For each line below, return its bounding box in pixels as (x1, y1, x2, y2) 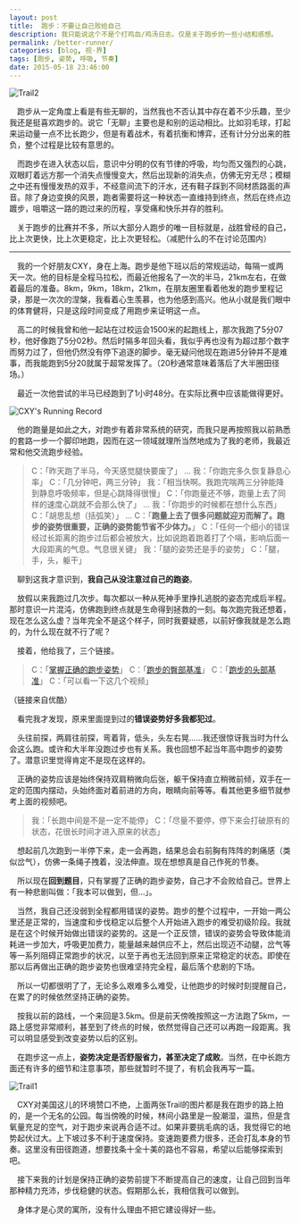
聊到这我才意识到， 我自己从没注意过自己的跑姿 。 (16, 574, 197, 584)
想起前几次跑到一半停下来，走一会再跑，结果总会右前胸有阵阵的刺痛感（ (16, 845, 283, 856)
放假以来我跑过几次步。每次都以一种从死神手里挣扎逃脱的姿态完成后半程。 (16, 592, 291, 603)
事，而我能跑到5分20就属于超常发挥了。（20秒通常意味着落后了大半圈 (9, 357, 265, 368)
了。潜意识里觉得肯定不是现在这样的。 (9, 754, 150, 765)
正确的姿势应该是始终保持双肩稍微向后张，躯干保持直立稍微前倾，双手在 (16, 774, 283, 784)
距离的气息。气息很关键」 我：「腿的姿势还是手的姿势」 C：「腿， (46, 543, 284, 554)
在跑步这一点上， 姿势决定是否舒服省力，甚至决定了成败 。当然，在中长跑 (16, 1051, 283, 1062)
